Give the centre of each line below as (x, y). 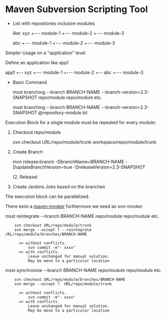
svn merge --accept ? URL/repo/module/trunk (63, 284)
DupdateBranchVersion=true (42, 167)
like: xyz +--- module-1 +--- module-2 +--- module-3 (68, 33)
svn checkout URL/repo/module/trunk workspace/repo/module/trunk (85, 142)
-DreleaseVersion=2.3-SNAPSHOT (109, 167)
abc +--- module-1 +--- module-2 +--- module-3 (64, 43)
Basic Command (30, 82)
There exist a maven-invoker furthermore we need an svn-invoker (74, 206)
